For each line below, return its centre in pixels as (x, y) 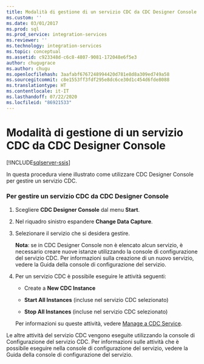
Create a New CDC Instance (60, 288)
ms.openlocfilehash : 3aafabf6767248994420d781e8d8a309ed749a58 (88, 74)
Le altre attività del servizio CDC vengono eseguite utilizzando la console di (101, 335)
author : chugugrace (31, 63)
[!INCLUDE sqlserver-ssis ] (39, 163)
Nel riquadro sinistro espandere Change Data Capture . (84, 221)
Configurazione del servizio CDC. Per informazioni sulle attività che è (93, 341)
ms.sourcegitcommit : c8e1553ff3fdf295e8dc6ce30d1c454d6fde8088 (88, 80)
